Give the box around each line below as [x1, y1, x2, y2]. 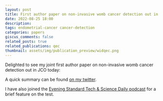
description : [5, 21, 32, 26]
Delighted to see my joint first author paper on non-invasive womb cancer [5, 62, 154, 68]
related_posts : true [5, 39, 47, 44]
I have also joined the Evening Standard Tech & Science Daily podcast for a [5, 86, 156, 92]
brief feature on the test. [5, 91, 54, 97]
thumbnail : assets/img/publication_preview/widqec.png [5, 48, 119, 53]
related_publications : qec [5, 44, 60, 49]
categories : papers [5, 30, 45, 35]
